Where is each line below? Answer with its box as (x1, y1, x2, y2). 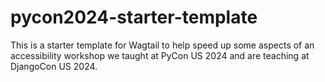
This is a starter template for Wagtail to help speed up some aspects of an (10, 39, 315, 51)
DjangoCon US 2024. (10, 60, 98, 72)
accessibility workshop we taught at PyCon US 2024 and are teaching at (10, 49, 310, 61)
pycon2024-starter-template (10, 6, 258, 29)
